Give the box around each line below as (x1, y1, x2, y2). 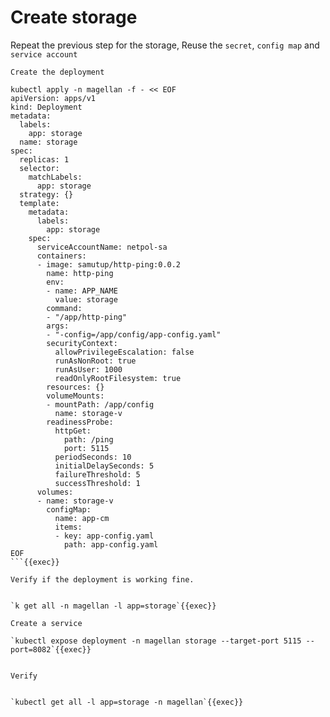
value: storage (54, 294, 118, 305)
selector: (19, 163, 60, 173)
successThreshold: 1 (54, 478, 141, 488)
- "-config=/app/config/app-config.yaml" (46, 329, 222, 340)
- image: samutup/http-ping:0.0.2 (36, 259, 182, 270)
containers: (36, 251, 87, 261)
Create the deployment (10, 67, 105, 77)
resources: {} (46, 382, 105, 392)
